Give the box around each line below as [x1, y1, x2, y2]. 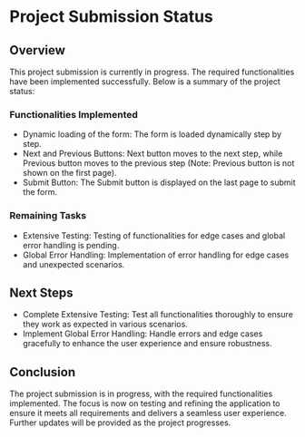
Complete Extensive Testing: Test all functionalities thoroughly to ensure [22, 309, 293, 320]
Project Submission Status [9, 6, 213, 27]
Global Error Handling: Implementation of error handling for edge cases [22, 249, 290, 260]
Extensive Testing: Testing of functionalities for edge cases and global [22, 229, 286, 241]
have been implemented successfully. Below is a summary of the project [9, 76, 281, 87]
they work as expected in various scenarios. [22, 319, 188, 330]
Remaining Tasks [9, 209, 87, 222]
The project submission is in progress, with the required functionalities [9, 388, 273, 400]
